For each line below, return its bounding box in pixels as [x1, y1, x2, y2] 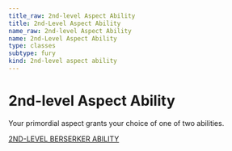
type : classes [8, 42, 57, 50]
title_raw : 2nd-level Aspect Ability [8, 11, 136, 20]
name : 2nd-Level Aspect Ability [8, 34, 117, 43]
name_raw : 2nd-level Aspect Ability [8, 27, 132, 35]
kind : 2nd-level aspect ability [8, 57, 117, 65]
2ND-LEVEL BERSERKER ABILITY [8, 134, 120, 144]
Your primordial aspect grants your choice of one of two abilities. [8, 118, 225, 128]
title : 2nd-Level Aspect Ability [8, 19, 121, 27]
